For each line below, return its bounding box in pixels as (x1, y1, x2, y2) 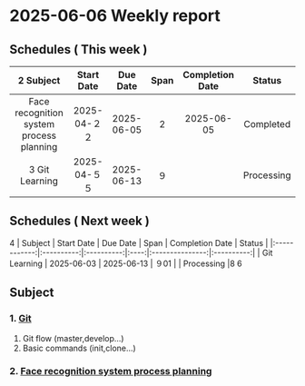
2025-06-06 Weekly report (9, 5, 221, 26)
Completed (243, 118, 291, 130)
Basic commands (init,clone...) (22, 342, 136, 353)
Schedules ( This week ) (9, 42, 148, 57)
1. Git (9, 312, 32, 325)
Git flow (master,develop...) (22, 332, 124, 343)
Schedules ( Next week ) (9, 213, 150, 229)
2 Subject (17, 74, 61, 86)
